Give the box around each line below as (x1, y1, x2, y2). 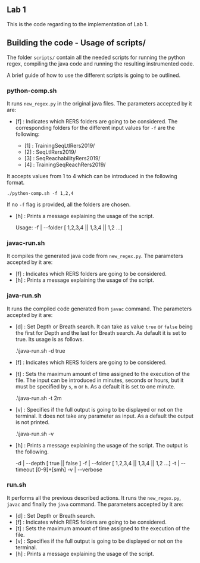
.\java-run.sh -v (15, 430, 54, 437)
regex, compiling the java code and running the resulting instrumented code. (7, 60, 195, 67)
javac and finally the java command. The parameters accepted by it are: (7, 500, 184, 508)
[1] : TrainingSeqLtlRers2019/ (24, 142, 95, 149)
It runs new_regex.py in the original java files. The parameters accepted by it (7, 99, 192, 107)
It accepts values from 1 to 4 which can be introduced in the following (7, 172, 177, 179)
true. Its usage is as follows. (15, 335, 84, 343)
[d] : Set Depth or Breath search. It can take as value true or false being (15, 323, 193, 330)
